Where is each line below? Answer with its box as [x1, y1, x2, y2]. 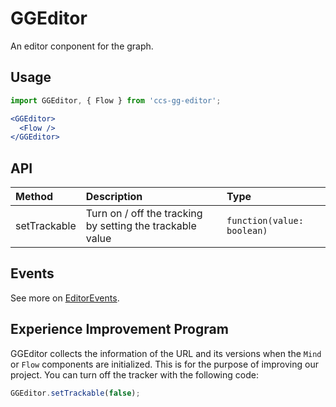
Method [15, 190, 54, 204]
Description [85, 190, 143, 204]
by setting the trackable [85, 219, 197, 233]
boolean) [226, 225, 268, 237]
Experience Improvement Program [10, 321, 229, 338]
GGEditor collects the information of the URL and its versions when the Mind [10, 347, 322, 359]
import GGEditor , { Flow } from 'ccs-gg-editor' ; [10, 95, 222, 106]
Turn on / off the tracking [85, 207, 203, 221]
